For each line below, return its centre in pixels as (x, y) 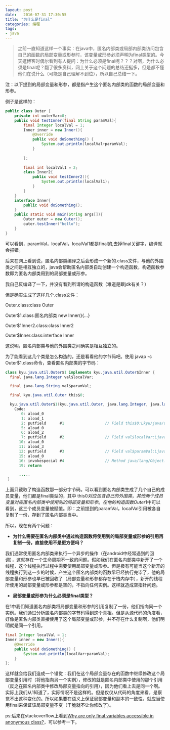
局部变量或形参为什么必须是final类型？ (53, 596)
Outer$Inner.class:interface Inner (40, 335)
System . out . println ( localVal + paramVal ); (84, 144)
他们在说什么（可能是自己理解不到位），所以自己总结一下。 (79, 74)
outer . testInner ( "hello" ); (52, 224)
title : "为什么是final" (29, 19)
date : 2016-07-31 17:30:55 (36, 15)
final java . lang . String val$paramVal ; (51, 386)
